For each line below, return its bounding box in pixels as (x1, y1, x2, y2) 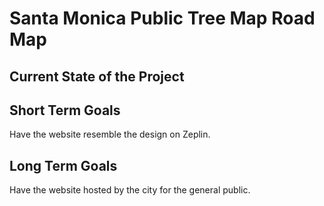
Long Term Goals (9, 157, 118, 174)
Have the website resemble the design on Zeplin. (9, 128, 211, 141)
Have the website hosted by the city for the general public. (9, 184, 251, 196)
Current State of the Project (9, 68, 185, 85)
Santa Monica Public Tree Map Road (9, 7, 316, 30)
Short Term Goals (9, 102, 121, 119)
